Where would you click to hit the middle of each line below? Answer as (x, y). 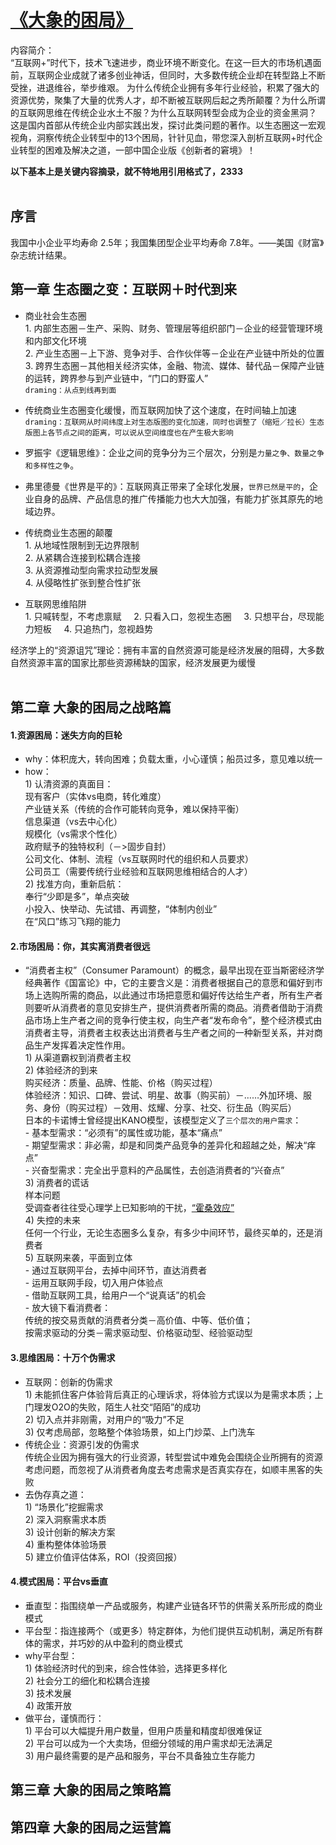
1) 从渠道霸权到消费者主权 (78, 1058)
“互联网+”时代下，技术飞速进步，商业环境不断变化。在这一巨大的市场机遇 (161, 62)
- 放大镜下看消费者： (68, 1308)
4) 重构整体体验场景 (65, 1544)
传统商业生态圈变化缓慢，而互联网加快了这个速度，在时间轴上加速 (160, 410)
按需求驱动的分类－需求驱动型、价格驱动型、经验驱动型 (138, 1333)
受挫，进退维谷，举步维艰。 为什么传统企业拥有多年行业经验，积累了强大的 (165, 87)
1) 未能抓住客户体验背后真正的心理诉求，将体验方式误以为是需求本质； (169, 1394)
